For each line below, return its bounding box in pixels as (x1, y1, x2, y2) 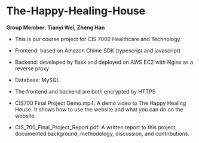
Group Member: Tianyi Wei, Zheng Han (6, 24, 105, 31)
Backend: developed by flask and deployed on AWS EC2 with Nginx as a (14, 58, 194, 66)
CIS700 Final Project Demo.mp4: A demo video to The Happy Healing (14, 100, 186, 107)
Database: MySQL (14, 76, 60, 83)
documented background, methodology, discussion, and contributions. (14, 130, 190, 137)
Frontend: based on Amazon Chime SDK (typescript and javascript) (14, 46, 181, 54)
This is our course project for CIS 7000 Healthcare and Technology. (14, 35, 182, 42)
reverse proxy (14, 64, 50, 72)
